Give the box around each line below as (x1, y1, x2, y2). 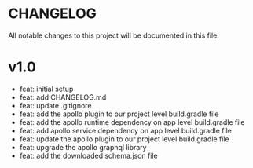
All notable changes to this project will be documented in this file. (8, 31, 220, 40)
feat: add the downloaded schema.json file (19, 151, 159, 160)
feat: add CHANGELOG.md (19, 92, 107, 102)
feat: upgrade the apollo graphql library (19, 142, 147, 152)
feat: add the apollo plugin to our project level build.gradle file (19, 109, 219, 119)
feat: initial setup (19, 84, 74, 93)
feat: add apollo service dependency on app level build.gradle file (19, 126, 232, 135)
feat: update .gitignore (19, 100, 92, 110)
